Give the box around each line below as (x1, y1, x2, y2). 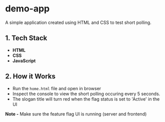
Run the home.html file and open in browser (12, 85, 101, 91)
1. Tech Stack (5, 34, 47, 42)
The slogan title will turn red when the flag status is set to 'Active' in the (12, 96, 160, 102)
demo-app (5, 3, 50, 14)
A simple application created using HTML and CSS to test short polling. (5, 19, 151, 25)
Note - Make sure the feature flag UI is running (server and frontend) (5, 111, 147, 117)
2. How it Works (5, 72, 56, 81)
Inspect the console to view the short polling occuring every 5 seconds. (12, 91, 160, 97)
